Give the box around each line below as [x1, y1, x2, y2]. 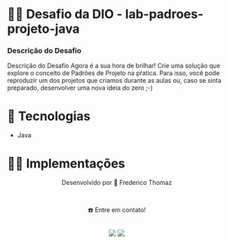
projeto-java [7, 21, 80, 37]
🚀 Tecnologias [7, 108, 91, 124]
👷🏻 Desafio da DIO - [7, 6, 123, 22]
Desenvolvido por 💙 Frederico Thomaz [61, 179, 172, 187]
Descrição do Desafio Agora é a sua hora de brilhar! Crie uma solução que [7, 62, 220, 70]
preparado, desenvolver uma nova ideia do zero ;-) [7, 83, 153, 92]
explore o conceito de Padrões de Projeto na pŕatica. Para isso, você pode [7, 69, 220, 77]
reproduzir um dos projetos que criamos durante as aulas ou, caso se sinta [7, 76, 222, 85]
